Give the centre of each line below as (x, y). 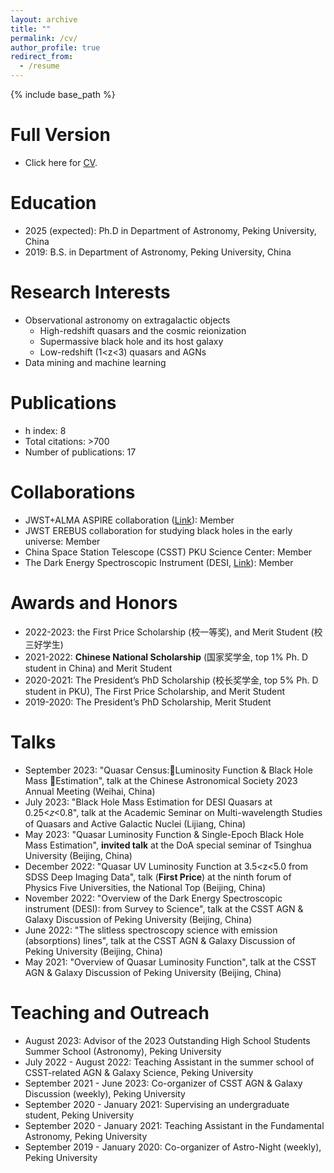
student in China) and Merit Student (98, 668)
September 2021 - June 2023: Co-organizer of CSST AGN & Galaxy (163, 1083)
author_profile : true (55, 47)
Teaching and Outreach (110, 1012)
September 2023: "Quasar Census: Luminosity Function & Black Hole (168, 770)
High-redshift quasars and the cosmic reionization (143, 330)
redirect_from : (42, 57)
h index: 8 (45, 430)
